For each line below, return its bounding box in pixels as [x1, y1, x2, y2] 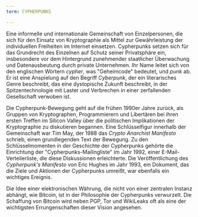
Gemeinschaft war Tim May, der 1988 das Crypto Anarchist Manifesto [6, 129, 176, 137]
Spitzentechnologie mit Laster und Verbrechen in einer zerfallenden [6, 86, 171, 93]
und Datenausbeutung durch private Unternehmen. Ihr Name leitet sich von [6, 61, 190, 69]
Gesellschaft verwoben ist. [6, 93, 71, 100]
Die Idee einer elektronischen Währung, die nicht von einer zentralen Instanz [6, 184, 193, 192]
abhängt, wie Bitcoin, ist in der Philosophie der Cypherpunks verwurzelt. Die [6, 191, 192, 198]
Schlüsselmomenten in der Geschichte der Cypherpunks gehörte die [6, 142, 173, 149]
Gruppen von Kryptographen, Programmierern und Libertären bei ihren [6, 111, 178, 118]
